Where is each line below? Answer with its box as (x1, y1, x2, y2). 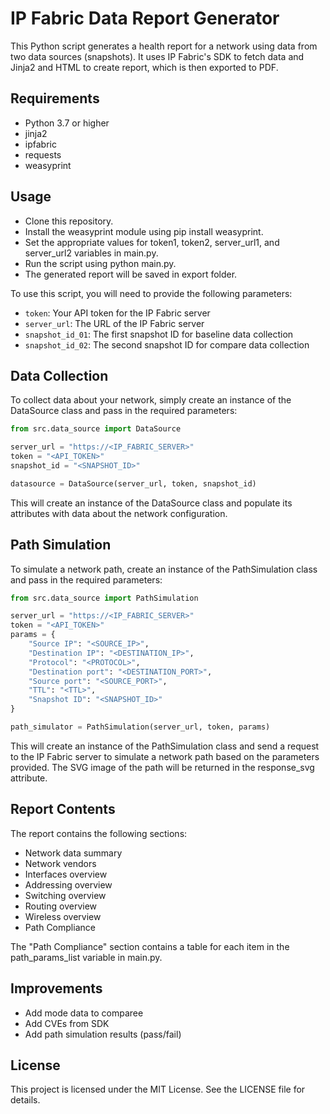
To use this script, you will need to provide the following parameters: (10, 287, 293, 299)
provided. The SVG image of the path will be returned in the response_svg (10, 761, 315, 773)
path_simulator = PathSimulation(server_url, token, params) (10, 722, 271, 732)
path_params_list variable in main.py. (10, 951, 163, 963)
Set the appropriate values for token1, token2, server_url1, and (24, 236, 280, 248)
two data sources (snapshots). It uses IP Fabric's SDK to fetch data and (10, 50, 305, 62)
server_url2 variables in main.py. (24, 247, 159, 259)
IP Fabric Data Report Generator (10, 7, 280, 30)
